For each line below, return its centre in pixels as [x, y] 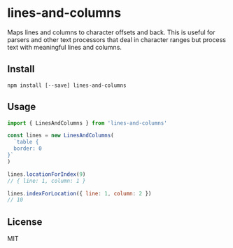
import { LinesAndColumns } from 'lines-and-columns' [87, 123]
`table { [26, 142]
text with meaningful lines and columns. [65, 47]
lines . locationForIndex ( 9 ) [47, 174]
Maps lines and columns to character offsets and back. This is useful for [111, 32]
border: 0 [28, 149]
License [25, 222]
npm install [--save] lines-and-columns [67, 85]
